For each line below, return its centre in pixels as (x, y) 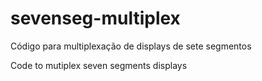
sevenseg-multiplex (95, 18)
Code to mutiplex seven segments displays (99, 65)
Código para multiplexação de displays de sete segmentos (131, 46)
